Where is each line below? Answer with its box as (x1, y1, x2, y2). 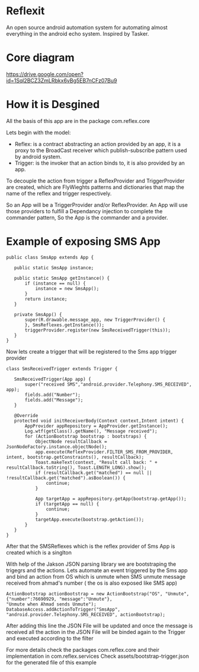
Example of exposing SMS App (6, 235, 161, 248)
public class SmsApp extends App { (6, 254, 94, 260)
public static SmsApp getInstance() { (14, 275, 110, 281)
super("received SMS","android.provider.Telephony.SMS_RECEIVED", (24, 381, 192, 387)
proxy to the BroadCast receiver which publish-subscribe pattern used (14, 147, 188, 154)
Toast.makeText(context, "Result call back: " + (35, 459, 158, 465)
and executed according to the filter (6, 635, 94, 642)
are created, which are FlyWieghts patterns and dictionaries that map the (6, 183, 185, 191)
